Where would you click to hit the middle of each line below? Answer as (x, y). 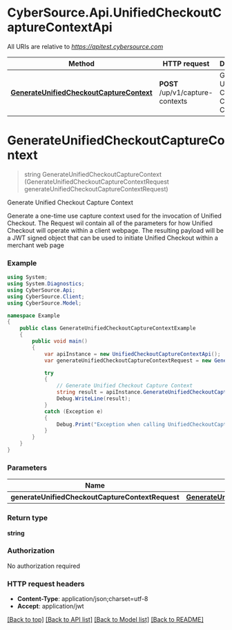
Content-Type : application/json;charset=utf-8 (83, 599)
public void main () (60, 341)
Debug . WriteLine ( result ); (94, 399)
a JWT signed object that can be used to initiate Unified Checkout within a (113, 238)
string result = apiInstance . (100, 392)
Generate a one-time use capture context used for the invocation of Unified (115, 216)
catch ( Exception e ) (74, 411)
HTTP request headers (46, 584)
